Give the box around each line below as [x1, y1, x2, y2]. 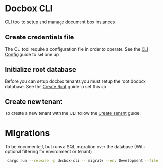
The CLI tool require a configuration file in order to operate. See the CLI [5, 46, 148, 52]
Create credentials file [5, 33, 74, 41]
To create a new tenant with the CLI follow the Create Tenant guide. [5, 111, 141, 116]
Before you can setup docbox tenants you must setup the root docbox [5, 78, 146, 84]
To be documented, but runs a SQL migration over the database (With [5, 144, 145, 149]
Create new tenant [5, 97, 62, 106]
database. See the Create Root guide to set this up [5, 83, 106, 89]
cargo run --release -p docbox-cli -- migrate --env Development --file [7, 158, 159, 163]
